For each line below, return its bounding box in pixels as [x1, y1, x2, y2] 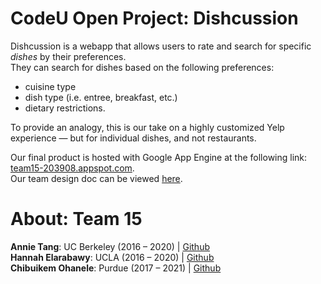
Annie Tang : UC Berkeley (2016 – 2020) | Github [10, 240, 210, 252]
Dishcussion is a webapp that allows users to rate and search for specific [10, 40, 312, 52]
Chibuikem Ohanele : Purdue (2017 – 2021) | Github [10, 262, 222, 274]
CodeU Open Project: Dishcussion [10, 7, 299, 30]
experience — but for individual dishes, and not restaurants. [10, 132, 257, 144]
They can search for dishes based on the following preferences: [10, 61, 275, 73]
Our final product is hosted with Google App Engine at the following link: [10, 151, 308, 163]
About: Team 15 [10, 208, 143, 231]
